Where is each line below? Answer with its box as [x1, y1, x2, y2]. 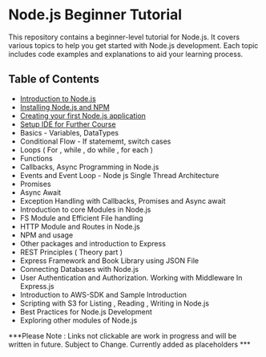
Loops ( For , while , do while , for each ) [19, 144, 154, 154]
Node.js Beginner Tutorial [8, 6, 183, 24]
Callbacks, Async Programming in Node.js [19, 162, 159, 172]
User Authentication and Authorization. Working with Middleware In [19, 273, 243, 282]
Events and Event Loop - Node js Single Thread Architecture [19, 170, 220, 180]
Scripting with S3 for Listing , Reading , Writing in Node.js [19, 298, 210, 308]
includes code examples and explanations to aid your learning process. [8, 49, 244, 59]
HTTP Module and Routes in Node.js [19, 221, 140, 231]
